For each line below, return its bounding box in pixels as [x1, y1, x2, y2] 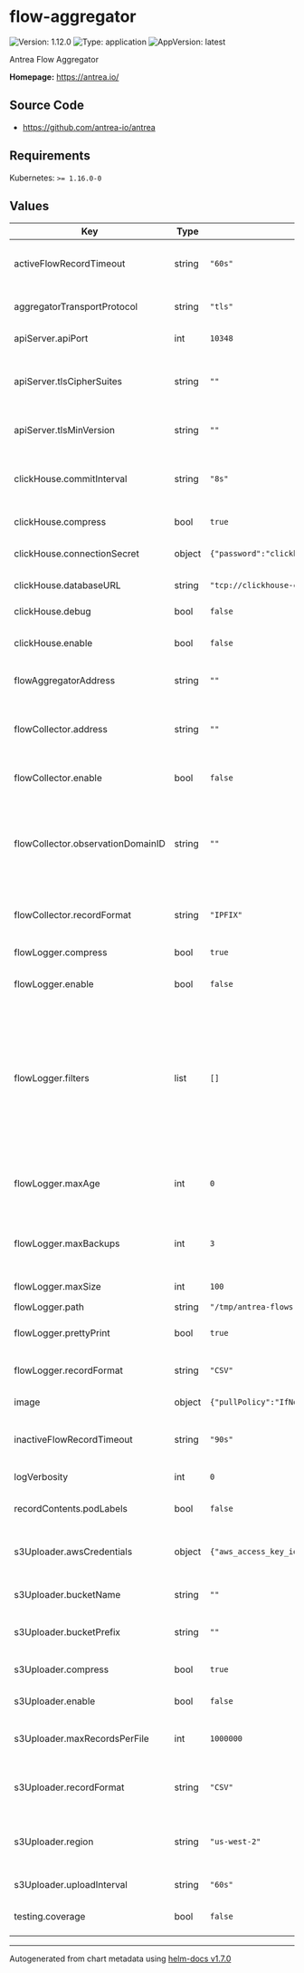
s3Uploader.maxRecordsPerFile [14, 1733, 149, 1746]
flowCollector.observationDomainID [14, 837, 166, 850]
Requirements [9, 148, 90, 164]
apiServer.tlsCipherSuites [14, 375, 123, 388]
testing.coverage [14, 1910, 86, 1923]
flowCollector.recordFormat [14, 909, 131, 922]
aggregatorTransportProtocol [14, 301, 138, 314]
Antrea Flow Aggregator [9, 53, 100, 64]
